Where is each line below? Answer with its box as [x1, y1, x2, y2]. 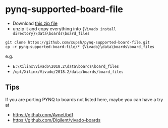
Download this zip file [12, 20, 58, 26]
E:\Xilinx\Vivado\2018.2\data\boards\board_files [12, 64, 120, 69]
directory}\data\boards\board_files [12, 31, 90, 36]
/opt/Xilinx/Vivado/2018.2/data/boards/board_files [12, 69, 124, 74]
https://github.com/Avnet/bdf [12, 111, 74, 117]
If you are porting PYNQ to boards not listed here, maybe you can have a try [5, 96, 163, 102]
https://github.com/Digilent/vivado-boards [12, 117, 101, 123]
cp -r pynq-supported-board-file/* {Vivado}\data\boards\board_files [5, 44, 155, 49]
